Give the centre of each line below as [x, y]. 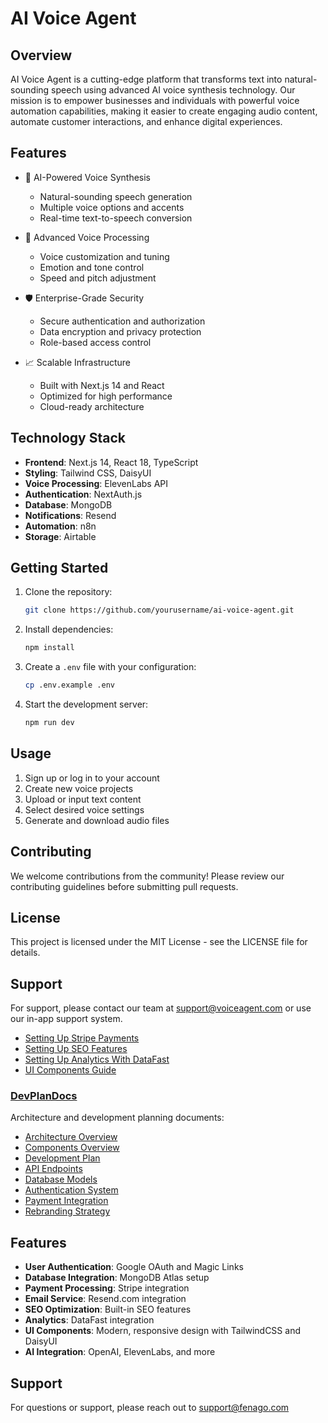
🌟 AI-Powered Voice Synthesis [88, 177]
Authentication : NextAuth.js [83, 494]
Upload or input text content [83, 799]
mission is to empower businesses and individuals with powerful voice [155, 100]
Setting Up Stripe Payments [82, 1038]
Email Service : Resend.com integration [105, 1299]
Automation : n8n [60, 526]
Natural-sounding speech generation [116, 196]
